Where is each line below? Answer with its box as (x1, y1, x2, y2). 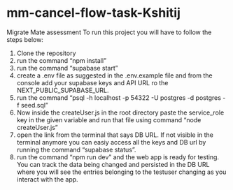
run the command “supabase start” (16, 64, 118, 72)
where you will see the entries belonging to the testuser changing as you (16, 168, 227, 176)
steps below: (6, 35, 43, 43)
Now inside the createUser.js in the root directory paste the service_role (16, 108, 225, 117)
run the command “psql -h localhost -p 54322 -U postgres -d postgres (16, 93, 222, 102)
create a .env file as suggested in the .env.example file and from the (16, 71, 213, 80)
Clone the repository (16, 49, 76, 57)
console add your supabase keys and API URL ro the (16, 78, 169, 87)
